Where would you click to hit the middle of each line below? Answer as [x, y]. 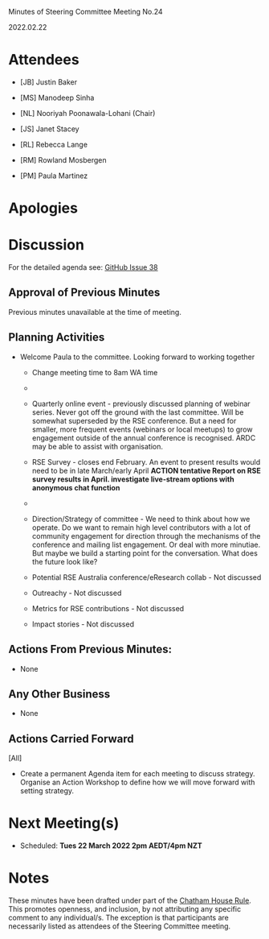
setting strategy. [47, 791]
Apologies [43, 208]
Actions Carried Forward [71, 739]
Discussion [46, 245]
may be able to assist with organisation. [97, 446]
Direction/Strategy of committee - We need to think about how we [141, 519]
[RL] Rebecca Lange [54, 144]
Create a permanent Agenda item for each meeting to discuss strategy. [137, 774]
